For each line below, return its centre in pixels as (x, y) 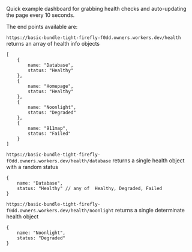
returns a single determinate (150, 210)
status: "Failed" (49, 134)
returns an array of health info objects (53, 44)
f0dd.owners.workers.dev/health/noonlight (60, 211)
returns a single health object (148, 161)
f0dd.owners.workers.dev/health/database (59, 161)
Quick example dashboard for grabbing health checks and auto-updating (97, 9)
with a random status (32, 167)
